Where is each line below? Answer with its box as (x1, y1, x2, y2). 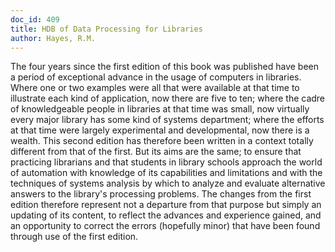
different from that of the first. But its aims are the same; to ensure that (10, 146, 302, 158)
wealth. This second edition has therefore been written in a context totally (10, 135, 314, 147)
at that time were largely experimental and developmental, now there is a (10, 124, 310, 136)
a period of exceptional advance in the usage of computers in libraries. (10, 71, 302, 83)
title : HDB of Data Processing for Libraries (10, 24, 203, 34)
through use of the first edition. (10, 231, 139, 243)
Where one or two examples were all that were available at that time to (10, 82, 300, 94)
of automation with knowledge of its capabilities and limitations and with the (10, 167, 323, 179)
